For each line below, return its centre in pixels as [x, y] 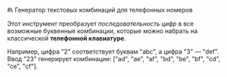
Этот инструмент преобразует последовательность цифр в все [100, 24]
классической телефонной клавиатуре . [66, 38]
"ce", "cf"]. [22, 66]
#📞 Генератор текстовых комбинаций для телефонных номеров [100, 10]
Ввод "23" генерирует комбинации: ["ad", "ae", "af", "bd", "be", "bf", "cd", [114, 59]
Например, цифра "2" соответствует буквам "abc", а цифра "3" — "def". [113, 52]
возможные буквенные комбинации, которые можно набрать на [102, 31]
